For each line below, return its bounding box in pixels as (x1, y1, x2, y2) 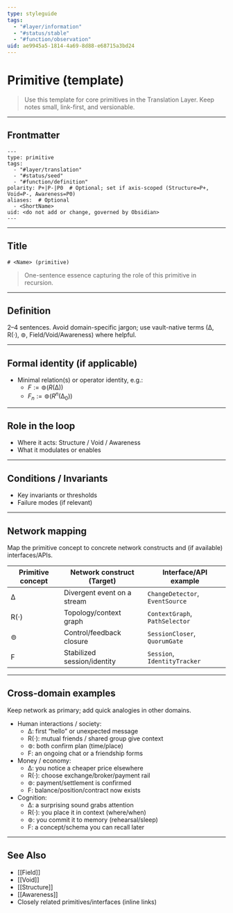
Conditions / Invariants (7, 472, 108, 484)
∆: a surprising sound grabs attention (27, 800, 134, 809)
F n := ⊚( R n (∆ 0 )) (27, 391, 73, 402)
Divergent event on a (63, 588, 132, 598)
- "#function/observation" (13, 36, 92, 43)
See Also (7, 850, 46, 862)
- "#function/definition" (13, 178, 89, 185)
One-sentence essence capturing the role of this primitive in (24, 270, 196, 279)
